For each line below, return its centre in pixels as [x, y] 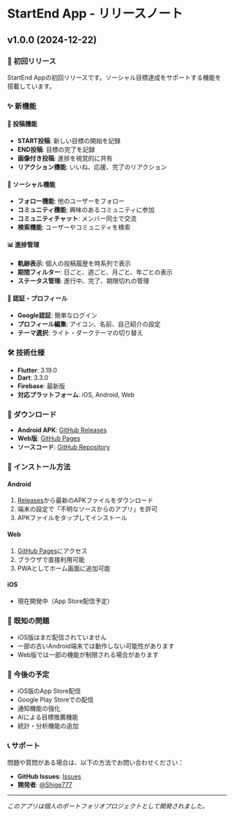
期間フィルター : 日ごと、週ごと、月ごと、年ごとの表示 [95, 272]
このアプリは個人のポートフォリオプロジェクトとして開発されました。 [108, 806]
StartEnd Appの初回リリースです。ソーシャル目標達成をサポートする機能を [114, 77]
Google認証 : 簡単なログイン [57, 315]
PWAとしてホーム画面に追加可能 [64, 568]
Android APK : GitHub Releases [62, 430]
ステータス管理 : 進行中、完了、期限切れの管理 [83, 281]
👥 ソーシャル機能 [31, 184]
